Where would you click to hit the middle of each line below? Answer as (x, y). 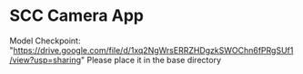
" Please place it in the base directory (151, 60)
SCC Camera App (76, 16)
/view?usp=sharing (45, 60)
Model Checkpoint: (45, 41)
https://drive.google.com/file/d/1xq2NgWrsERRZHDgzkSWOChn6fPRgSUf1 (153, 50)
